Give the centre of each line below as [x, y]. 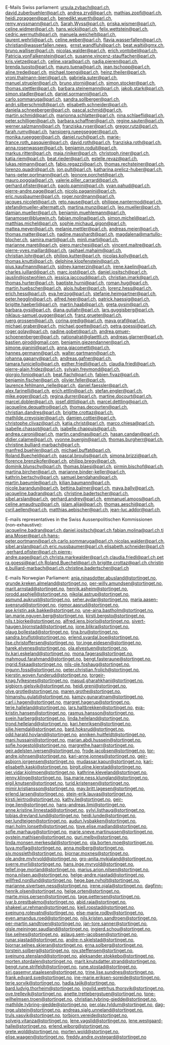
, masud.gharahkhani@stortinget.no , [106, 680]
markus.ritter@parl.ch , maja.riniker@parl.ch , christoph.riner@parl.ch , [78, 153]
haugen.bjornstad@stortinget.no [39, 626]
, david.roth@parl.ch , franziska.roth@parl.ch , [115, 142]
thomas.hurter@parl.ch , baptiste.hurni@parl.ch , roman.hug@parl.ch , [77, 283]
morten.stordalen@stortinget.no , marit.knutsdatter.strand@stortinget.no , [81, 961]
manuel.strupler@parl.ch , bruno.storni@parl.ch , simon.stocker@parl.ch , [81, 83]
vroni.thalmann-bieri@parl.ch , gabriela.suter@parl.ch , [62, 78]
